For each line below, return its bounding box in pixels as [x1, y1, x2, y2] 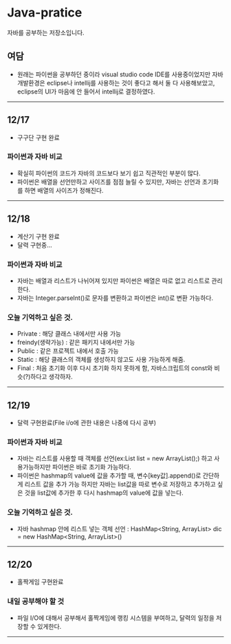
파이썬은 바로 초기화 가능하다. [52, 463, 132, 471]
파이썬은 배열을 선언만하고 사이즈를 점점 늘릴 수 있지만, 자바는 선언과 [16, 178, 201, 186]
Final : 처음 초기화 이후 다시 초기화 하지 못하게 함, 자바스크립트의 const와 [16, 364, 213, 372]
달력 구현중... [16, 241, 53, 249]
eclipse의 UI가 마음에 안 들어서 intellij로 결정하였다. [16, 87, 155, 96]
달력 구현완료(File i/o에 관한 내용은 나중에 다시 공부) [16, 418, 157, 427]
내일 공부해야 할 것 [7, 597, 65, 606]
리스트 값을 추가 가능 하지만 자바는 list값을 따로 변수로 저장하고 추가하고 [24, 480, 217, 489]
